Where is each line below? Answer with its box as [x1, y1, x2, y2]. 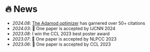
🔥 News [5, 3, 38, 15]
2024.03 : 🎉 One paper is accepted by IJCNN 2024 [12, 25, 116, 31]
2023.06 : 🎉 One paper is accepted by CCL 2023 [12, 41, 111, 47]
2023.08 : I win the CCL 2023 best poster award [12, 31, 110, 37]
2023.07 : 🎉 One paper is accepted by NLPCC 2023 [12, 36, 117, 42]
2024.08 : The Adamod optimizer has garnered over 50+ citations [12, 20, 146, 26]
